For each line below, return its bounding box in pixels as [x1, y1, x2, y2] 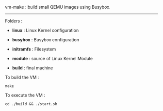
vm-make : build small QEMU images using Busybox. [5, 4, 111, 10]
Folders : [5, 18, 23, 24]
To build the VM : [5, 75, 39, 80]
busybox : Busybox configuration [12, 37, 79, 43]
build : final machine [12, 65, 53, 71]
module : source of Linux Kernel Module [12, 56, 93, 61]
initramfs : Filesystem [12, 46, 56, 52]
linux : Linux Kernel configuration [12, 28, 79, 33]
